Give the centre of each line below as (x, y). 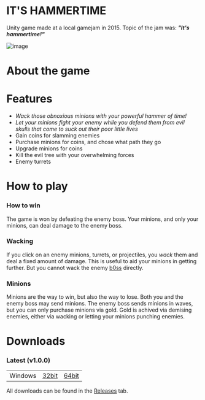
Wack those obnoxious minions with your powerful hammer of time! (101, 116)
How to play (37, 186)
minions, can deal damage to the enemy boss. (64, 225)
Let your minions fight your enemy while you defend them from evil (100, 123)
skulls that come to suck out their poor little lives (76, 129)
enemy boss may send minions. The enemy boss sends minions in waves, (100, 304)
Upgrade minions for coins (49, 148)
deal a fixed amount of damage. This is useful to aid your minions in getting (102, 261)
